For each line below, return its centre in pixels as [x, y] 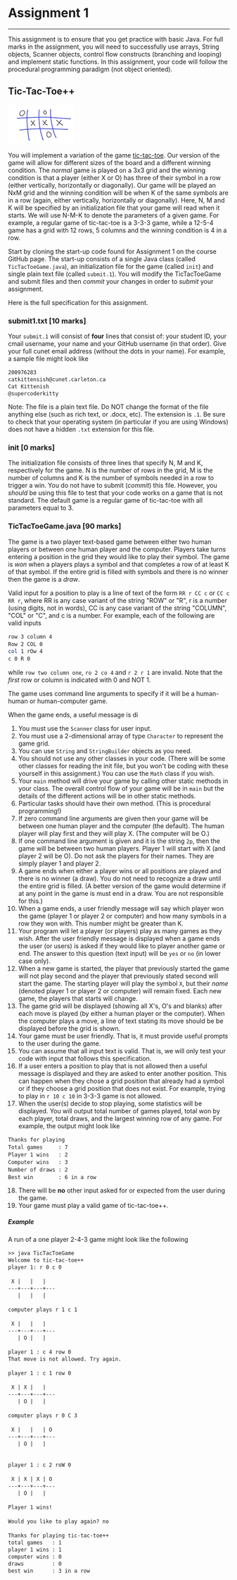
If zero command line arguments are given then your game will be [113, 819]
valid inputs [25, 623]
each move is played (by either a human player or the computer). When [121, 1014]
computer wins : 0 [35, 1557]
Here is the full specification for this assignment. [78, 302]
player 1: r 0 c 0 [35, 1268]
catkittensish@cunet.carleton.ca [57, 380]
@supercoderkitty [33, 394]
